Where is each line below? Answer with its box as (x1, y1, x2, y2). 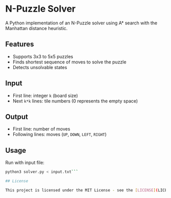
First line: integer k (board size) (12, 92, 78, 98)
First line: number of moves (12, 126, 70, 132)
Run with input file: (5, 159, 45, 166)
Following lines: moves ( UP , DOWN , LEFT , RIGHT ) (12, 131, 107, 138)
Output (5, 112, 28, 121)
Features (5, 40, 34, 49)
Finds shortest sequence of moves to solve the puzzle (12, 59, 127, 65)
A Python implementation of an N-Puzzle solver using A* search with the (5, 20, 158, 26)
